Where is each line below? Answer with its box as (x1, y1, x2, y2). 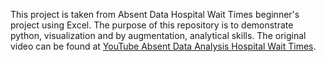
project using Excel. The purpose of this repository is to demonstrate (10, 19, 294, 31)
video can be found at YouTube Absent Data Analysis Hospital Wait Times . (10, 40, 317, 52)
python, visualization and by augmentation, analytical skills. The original (10, 30, 307, 41)
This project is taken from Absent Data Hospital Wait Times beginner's (10, 9, 300, 20)
